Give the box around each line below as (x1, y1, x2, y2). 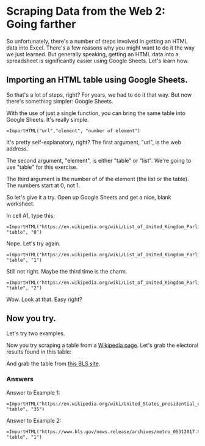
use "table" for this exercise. (6, 163, 78, 171)
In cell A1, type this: (6, 212, 55, 219)
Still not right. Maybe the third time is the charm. (6, 267, 128, 275)
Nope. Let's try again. (6, 240, 61, 247)
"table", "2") (6, 284, 43, 291)
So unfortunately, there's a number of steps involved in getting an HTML (6, 37, 188, 45)
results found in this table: (6, 348, 72, 355)
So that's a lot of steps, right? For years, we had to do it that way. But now (6, 91, 192, 98)
